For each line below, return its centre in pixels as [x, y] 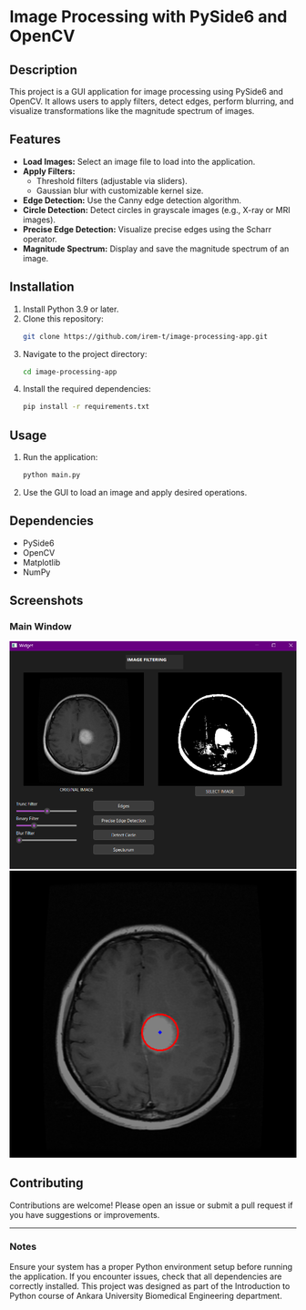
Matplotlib [41, 562]
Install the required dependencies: [87, 389]
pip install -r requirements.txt [86, 407]
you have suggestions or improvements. [85, 1214]
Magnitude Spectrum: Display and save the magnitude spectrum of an [156, 249]
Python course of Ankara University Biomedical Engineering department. [146, 1295]
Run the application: [60, 457]
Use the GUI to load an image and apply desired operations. [135, 492]
